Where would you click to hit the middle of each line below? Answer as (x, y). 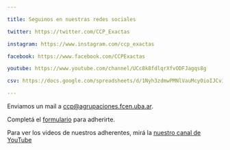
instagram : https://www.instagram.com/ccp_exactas (81, 44)
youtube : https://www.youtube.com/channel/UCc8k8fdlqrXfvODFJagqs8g (107, 69)
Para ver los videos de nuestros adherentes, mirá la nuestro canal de (104, 133)
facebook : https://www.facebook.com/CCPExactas (76, 56)
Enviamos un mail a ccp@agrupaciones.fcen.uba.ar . (80, 106)
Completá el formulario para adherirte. (61, 119)
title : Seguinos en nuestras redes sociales (72, 19)
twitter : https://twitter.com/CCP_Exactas (68, 31)
